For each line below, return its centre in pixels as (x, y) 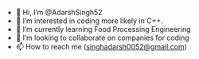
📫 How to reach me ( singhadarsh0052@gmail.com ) (101, 47)
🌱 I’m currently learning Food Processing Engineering (103, 29)
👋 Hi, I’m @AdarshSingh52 (59, 12)
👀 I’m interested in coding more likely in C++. (89, 21)
